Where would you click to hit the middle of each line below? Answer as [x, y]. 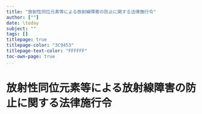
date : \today [23, 23]
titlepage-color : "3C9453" [40, 46]
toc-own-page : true [31, 56]
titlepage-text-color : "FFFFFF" [47, 51]
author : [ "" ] [23, 17]
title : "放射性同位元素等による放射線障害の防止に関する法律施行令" [81, 12]
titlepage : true [27, 40]
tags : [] [17, 34]
